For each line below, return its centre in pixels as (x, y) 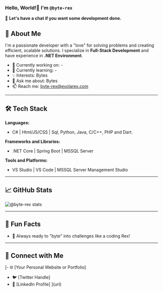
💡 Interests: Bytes (30, 75)
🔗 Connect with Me (34, 255)
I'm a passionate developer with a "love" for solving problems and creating (80, 45)
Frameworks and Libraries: (33, 141)
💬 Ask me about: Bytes (35, 81)
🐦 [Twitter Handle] (31, 277)
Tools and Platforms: (26, 160)
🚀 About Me (23, 34)
